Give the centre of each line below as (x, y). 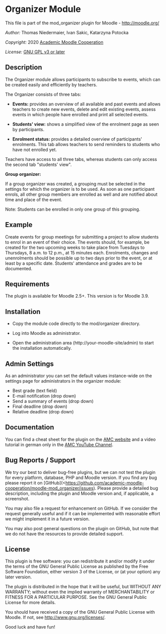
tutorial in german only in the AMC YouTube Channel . (59, 444)
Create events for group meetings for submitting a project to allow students (82, 237)
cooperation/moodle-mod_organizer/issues (49, 488)
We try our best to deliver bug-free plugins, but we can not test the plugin (81, 472)
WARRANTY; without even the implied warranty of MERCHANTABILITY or (80, 592)
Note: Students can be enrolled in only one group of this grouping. (73, 209)
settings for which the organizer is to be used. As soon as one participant (80, 189)
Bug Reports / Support (40, 460)
